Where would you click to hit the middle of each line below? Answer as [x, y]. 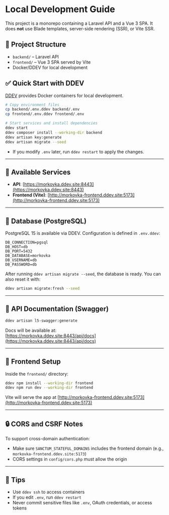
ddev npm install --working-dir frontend [49, 383]
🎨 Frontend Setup [33, 362]
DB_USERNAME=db [21, 260]
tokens [19, 508]
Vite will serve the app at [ [32, 397]
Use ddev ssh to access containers [49, 492]
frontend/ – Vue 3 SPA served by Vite [52, 62]
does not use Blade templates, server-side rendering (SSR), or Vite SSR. [80, 28]
